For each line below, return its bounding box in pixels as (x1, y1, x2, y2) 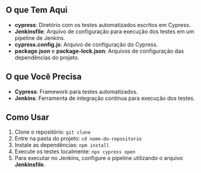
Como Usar (5, 112, 49, 123)
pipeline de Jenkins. (14, 34, 65, 42)
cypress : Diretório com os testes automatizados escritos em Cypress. (14, 21, 191, 28)
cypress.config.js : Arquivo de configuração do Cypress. (14, 40, 158, 48)
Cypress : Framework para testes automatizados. (14, 88, 138, 95)
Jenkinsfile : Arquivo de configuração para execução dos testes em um (14, 28, 194, 35)
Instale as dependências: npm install (14, 141, 109, 149)
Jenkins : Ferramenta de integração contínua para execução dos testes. (14, 94, 195, 102)
